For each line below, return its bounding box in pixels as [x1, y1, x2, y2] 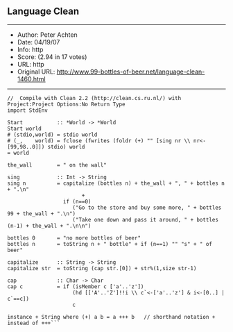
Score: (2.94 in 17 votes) [17, 52, 87, 61]
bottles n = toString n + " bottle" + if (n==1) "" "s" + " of [7, 240, 213, 247]
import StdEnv [7, 107, 49, 114]
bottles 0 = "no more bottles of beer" [7, 234, 141, 242]
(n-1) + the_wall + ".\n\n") [7, 222, 92, 229]
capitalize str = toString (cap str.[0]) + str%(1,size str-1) [7, 265, 197, 272]
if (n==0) [62, 198, 92, 205]
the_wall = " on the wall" [7, 161, 107, 169]
